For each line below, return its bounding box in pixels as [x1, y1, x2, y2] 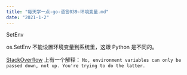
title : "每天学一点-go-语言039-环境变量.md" [6, 8, 109, 15]
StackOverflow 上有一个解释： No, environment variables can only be [6, 56, 182, 63]
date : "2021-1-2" [6, 14, 50, 20]
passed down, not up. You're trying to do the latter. [6, 62, 146, 69]
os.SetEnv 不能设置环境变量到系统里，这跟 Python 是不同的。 [6, 43, 158, 50]
